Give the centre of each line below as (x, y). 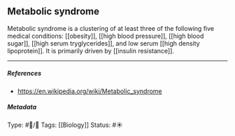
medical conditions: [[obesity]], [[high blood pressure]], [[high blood (106, 36)
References (24, 74)
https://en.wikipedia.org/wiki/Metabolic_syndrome (90, 91)
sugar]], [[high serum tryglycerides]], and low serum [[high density (104, 43)
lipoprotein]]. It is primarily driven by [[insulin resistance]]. (91, 50)
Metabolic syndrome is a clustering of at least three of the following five (111, 28)
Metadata (22, 107)
